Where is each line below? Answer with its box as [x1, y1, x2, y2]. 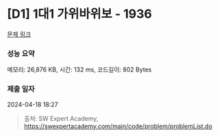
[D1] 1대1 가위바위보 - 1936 [7, 6, 153, 22]
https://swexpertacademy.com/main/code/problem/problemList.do [23, 122, 213, 130]
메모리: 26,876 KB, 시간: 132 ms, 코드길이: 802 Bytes [7, 65, 152, 74]
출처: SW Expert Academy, [23, 114, 99, 123]
